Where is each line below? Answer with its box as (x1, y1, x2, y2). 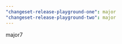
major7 (5, 31, 23, 38)
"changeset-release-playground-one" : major (5, 8, 117, 15)
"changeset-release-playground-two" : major (5, 14, 117, 20)
